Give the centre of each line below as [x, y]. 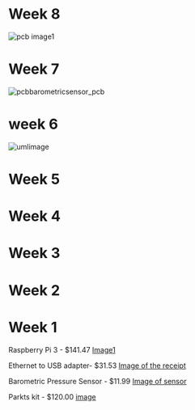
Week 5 [34, 180]
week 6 [33, 124]
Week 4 [34, 216]
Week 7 [34, 69]
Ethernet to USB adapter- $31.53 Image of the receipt [97, 366]
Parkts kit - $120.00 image [52, 396]
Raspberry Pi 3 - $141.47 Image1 [62, 349]
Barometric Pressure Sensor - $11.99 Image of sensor [97, 381]
